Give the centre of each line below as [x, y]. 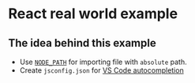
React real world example [93, 14]
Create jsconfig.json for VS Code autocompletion [101, 70]
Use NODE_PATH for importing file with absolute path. [103, 62]
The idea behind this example [82, 43]
